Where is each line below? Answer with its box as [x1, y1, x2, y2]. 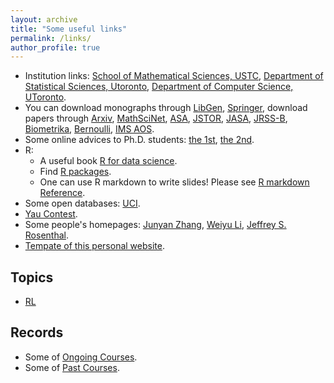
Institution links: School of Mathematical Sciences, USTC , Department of [24, 70, 324, 82]
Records [10, 324, 64, 341]
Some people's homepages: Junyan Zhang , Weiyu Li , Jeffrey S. [24, 219, 287, 231]
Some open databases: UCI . [24, 197, 141, 210]
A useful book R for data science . [39, 155, 178, 167]
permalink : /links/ [10, 33, 92, 43]
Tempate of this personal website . [24, 240, 165, 252]
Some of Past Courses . [24, 361, 120, 373]
